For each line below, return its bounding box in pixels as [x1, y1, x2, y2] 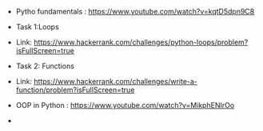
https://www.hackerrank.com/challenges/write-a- [34, 77, 198, 86]
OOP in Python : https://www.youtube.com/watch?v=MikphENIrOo [15, 101, 235, 110]
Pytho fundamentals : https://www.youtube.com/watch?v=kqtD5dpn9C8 [15, 7, 255, 16]
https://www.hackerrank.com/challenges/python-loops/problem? [34, 37, 249, 47]
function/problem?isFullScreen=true [15, 85, 135, 94]
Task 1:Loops [15, 22, 60, 31]
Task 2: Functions [15, 61, 74, 71]
